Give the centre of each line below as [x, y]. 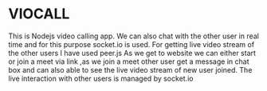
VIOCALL [39, 14]
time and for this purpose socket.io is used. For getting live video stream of [132, 44]
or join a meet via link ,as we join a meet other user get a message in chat [129, 61]
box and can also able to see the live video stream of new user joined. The [130, 69]
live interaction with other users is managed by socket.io [101, 78]
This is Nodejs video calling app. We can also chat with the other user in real [133, 36]
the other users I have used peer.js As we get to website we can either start [132, 53]
